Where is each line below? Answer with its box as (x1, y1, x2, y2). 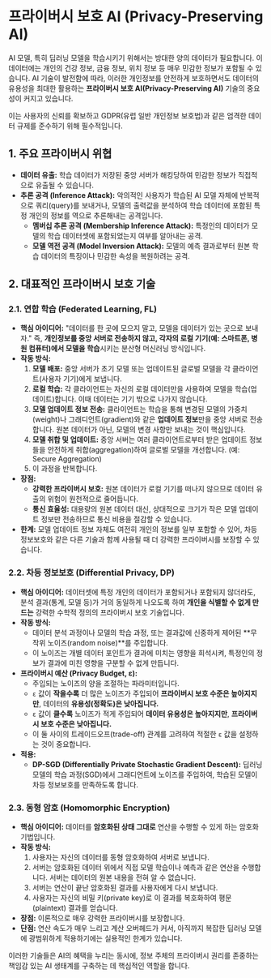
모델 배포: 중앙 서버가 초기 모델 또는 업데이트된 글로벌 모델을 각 (32, 364, 231, 374)
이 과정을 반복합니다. (32, 464, 98, 474)
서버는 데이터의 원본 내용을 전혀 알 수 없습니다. (49, 873, 197, 882)
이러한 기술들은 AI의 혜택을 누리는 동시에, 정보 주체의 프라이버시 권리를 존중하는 (8, 950, 259, 961)
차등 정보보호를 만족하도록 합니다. (32, 779, 139, 789)
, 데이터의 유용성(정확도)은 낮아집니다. (39, 698, 159, 708)
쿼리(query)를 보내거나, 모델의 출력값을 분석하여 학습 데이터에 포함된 (35, 200, 252, 210)
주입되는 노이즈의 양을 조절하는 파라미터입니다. (32, 678, 180, 688)
